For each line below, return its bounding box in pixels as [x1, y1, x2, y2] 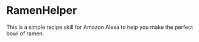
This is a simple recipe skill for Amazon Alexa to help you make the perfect [6, 23, 194, 31]
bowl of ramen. [6, 29, 44, 37]
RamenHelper [6, 4, 77, 17]
